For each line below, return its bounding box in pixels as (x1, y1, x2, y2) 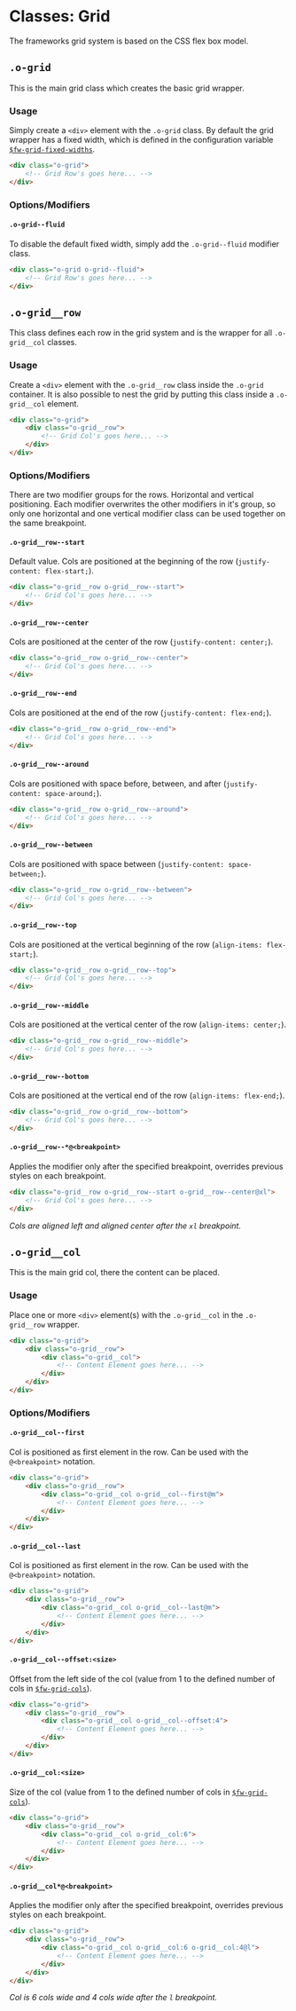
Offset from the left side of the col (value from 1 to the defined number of (9, 1673, 276, 1684)
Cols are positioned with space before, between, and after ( (9, 778, 227, 789)
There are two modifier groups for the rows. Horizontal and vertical (9, 490, 254, 501)
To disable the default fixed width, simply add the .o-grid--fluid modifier (9, 238, 280, 249)
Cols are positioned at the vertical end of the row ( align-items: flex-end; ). (9, 1090, 285, 1101)
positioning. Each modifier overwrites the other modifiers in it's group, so (9, 499, 277, 509)
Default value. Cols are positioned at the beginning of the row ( (9, 556, 239, 567)
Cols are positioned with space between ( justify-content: (9, 858, 225, 869)
